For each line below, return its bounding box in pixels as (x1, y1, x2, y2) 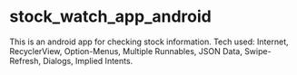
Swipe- (243, 45, 272, 56)
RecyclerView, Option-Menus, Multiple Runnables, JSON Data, (9, 45, 243, 56)
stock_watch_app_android (9, 6, 212, 27)
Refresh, (9, 55, 42, 66)
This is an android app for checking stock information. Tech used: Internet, (9, 36, 289, 47)
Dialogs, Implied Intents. (42, 55, 134, 66)
